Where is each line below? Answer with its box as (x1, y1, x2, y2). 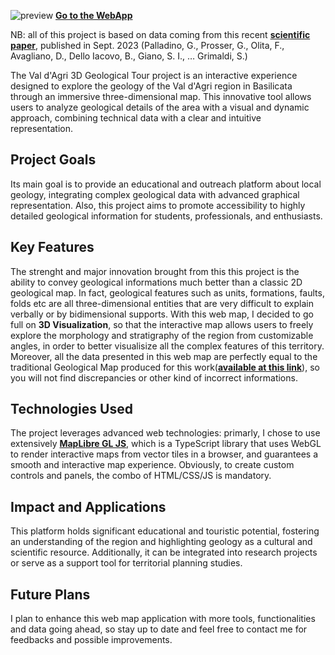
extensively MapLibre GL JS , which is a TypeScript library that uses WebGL (10, 438, 322, 450)
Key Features (10, 239, 95, 256)
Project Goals (10, 151, 97, 169)
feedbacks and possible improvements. (10, 634, 173, 646)
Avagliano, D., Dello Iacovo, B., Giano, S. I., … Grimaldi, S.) (10, 50, 248, 62)
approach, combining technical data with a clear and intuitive (10, 112, 262, 124)
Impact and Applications (10, 498, 167, 515)
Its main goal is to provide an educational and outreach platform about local (10, 178, 322, 190)
